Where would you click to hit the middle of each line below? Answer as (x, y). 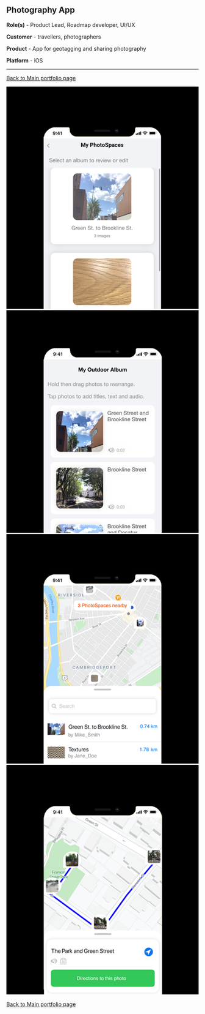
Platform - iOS (25, 60)
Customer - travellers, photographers (54, 37)
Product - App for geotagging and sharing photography (76, 48)
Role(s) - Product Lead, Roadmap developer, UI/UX (71, 24)
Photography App (41, 10)
